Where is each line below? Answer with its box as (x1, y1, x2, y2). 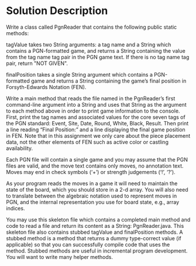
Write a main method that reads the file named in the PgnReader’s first (6, 95, 176, 102)
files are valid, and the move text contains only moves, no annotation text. (6, 162, 184, 169)
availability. (6, 145, 33, 152)
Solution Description (6, 4, 108, 18)
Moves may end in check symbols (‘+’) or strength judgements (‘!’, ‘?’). (6, 168, 176, 175)
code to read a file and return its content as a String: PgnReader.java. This (6, 222, 184, 229)
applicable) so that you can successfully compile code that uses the (6, 241, 170, 248)
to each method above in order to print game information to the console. (6, 107, 180, 114)
